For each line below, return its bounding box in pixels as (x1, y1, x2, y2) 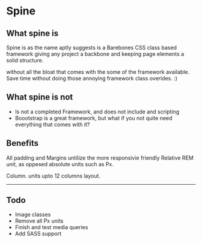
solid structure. (6, 57, 44, 64)
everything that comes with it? (14, 121, 90, 128)
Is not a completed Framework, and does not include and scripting (14, 108, 180, 115)
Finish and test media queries (14, 224, 88, 231)
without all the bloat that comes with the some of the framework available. (6, 68, 190, 76)
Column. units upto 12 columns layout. (6, 172, 101, 179)
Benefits (6, 138, 39, 148)
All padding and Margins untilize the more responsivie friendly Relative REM (6, 154, 194, 161)
